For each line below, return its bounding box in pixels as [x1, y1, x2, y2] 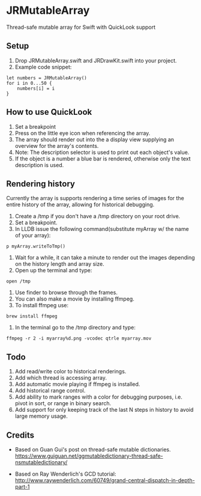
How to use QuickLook [6, 107, 92, 117]
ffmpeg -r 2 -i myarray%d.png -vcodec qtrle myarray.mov [6, 335, 152, 341]
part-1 [14, 483, 30, 490]
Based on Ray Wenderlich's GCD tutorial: [14, 470, 116, 477]
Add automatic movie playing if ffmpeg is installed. [14, 381, 140, 388]
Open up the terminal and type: [14, 267, 92, 274]
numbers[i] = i [17, 85, 55, 91]
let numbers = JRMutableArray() [6, 75, 87, 81]
